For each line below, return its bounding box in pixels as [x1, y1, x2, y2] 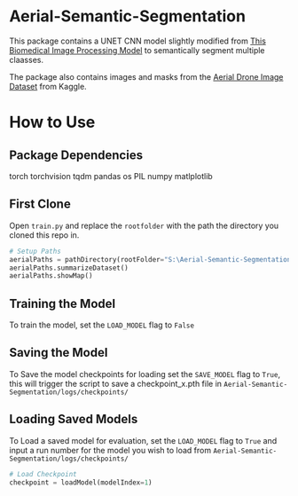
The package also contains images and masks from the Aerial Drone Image [9, 71, 284, 82]
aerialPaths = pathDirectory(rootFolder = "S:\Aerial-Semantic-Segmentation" [9, 255, 295, 264]
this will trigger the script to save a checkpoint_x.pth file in [9, 378, 223, 389]
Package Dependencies [9, 147, 144, 162]
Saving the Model [9, 345, 108, 360]
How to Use [9, 113, 96, 132]
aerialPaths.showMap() [9, 272, 93, 280]
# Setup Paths [9, 247, 62, 256]
